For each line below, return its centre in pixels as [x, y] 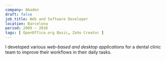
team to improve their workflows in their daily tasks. [58, 52]
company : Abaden [22, 10]
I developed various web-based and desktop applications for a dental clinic [83, 47]
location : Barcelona [27, 24]
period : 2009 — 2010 [27, 28]
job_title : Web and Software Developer [47, 19]
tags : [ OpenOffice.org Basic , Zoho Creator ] [54, 33]
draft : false [19, 14]
